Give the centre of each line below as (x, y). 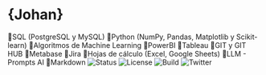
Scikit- (247, 37)
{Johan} (35, 15)
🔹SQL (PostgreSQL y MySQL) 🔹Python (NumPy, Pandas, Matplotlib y (121, 37)
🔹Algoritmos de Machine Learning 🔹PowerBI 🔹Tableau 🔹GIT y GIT (137, 45)
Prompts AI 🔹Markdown (47, 62)
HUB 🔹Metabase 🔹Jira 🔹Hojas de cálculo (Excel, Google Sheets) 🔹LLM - (127, 53)
